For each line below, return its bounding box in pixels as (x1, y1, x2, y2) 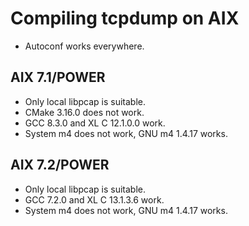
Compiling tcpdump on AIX (10, 7, 240, 30)
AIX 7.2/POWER (10, 157, 110, 174)
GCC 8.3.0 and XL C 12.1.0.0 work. (24, 117, 166, 129)
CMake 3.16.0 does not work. (24, 106, 145, 118)
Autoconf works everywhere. (24, 40, 145, 52)
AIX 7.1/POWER (10, 69, 106, 86)
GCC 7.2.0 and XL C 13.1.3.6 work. (24, 193, 165, 206)
